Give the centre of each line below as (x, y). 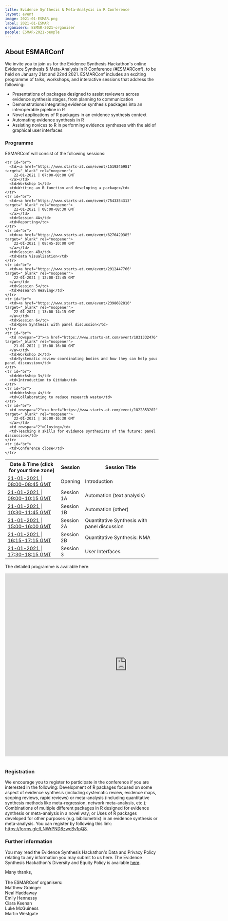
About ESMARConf (35, 52)
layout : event (19, 14)
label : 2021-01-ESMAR (27, 23)
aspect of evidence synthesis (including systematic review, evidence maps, (81, 793)
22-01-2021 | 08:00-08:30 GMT (45, 210)
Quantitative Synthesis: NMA (118, 538)
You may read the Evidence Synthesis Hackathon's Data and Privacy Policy (80, 852)
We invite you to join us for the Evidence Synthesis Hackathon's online (76, 63)
